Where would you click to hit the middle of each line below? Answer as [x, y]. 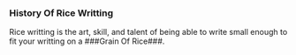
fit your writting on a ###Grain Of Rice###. [87, 41]
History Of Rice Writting [61, 13]
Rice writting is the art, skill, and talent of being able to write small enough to [148, 32]
